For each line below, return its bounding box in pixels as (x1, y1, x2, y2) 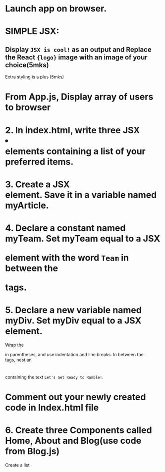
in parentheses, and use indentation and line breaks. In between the (5, 351, 144, 357)
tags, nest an (5, 357, 32, 363)
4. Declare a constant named (5, 222, 126, 233)
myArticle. (5, 200, 49, 211)
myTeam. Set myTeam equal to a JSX (5, 233, 161, 244)
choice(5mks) (5, 60, 49, 69)
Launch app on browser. (5, 3, 107, 14)
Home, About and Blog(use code (5, 435, 142, 446)
